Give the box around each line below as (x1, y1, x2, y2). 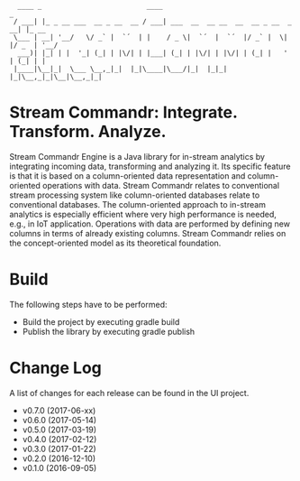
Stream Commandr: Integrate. (9, 102, 238, 123)
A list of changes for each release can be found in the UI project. (9, 387, 250, 398)
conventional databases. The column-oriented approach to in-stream (9, 199, 266, 209)
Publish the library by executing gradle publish (22, 326, 195, 337)
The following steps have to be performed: (9, 299, 168, 310)
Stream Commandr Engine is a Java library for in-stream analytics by (9, 151, 266, 162)
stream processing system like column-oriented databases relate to (9, 190, 260, 200)
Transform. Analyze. (9, 122, 167, 142)
